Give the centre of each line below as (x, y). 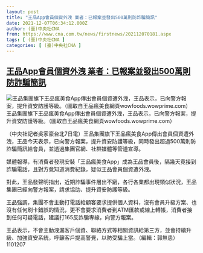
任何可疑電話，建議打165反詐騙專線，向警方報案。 (74, 217)
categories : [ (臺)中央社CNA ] (44, 46)
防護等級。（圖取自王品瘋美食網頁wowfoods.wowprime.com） (98, 120)
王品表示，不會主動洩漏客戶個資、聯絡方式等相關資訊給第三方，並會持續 (96, 230)
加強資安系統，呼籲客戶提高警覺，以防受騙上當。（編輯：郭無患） (97, 237)
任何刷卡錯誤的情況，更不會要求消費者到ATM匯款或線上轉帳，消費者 (102, 210)
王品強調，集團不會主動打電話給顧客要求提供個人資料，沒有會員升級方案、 (99, 202)
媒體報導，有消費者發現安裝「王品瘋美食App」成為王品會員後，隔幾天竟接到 (101, 161)
